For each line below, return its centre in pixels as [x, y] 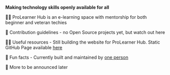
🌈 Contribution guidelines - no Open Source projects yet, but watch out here [85, 32]
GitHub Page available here [34, 47]
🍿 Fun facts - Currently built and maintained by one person [67, 57]
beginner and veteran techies [36, 23]
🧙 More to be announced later [36, 67]
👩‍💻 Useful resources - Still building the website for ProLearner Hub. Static [83, 42]
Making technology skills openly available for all [57, 7]
